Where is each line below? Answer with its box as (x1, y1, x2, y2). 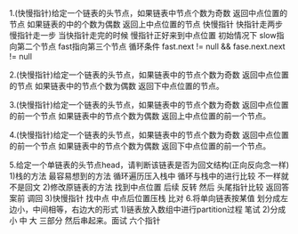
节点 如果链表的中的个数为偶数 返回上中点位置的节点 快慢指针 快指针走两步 (9, 19, 283, 29)
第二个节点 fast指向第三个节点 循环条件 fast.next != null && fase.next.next (16, 41, 286, 52)
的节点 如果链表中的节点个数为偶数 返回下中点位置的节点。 (9, 81, 224, 91)
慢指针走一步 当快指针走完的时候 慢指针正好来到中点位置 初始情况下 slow (9, 30, 278, 40)
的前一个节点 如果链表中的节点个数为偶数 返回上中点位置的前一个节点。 (9, 110, 271, 121)
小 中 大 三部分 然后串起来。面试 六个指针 (9, 215, 161, 225)
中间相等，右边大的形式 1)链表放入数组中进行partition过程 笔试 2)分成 (32, 204, 286, 214)
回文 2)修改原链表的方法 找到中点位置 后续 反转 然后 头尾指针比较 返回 (24, 182, 282, 192)
